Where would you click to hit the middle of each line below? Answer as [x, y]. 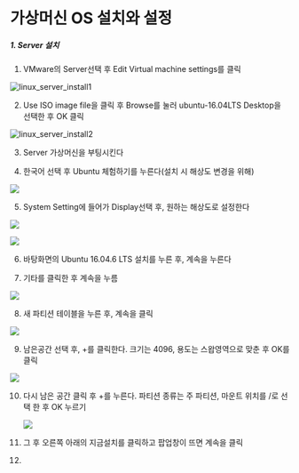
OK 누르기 [69, 407]
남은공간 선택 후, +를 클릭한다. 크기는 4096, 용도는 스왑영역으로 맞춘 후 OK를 [156, 349]
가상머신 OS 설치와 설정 [91, 18]
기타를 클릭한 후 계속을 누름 [71, 278]
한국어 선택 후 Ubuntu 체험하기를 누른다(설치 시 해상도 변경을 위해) [138, 172]
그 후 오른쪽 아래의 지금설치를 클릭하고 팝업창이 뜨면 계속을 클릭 [133, 443]
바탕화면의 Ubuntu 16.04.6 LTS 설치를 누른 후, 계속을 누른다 [127, 260]
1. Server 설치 [35, 44]
